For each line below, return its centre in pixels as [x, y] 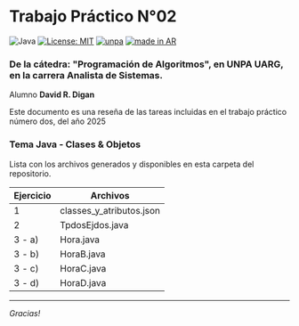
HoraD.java [83, 282]
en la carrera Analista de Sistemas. [86, 75]
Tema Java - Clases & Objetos [75, 144]
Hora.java [80, 240]
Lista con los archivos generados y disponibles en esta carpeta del [132, 164]
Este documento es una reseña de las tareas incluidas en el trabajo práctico [148, 112]
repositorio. [30, 173]
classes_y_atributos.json [110, 210]
